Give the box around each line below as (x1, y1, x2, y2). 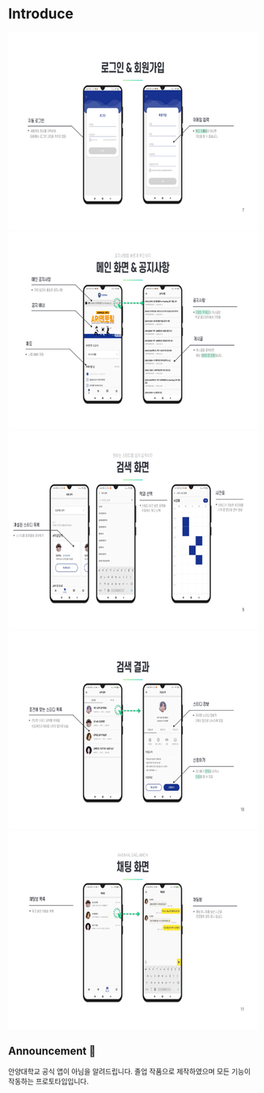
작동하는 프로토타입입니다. (8, 1076, 89, 1086)
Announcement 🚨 (8, 1045, 96, 1058)
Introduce (8, 5, 74, 23)
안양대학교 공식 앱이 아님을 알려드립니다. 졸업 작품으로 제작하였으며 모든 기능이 (8, 1066, 251, 1076)
